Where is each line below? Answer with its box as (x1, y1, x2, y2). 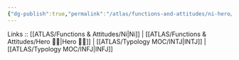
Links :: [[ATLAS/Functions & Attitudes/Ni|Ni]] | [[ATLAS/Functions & (7, 30, 207, 38)
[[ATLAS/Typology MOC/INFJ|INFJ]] (7, 44, 114, 53)
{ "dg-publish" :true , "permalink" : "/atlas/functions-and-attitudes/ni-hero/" (7, 10, 237, 18)
